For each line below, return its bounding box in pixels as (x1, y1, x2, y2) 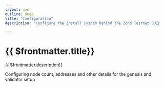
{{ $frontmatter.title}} (5, 46, 95, 57)
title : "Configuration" (5, 16, 54, 21)
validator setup (5, 76, 35, 83)
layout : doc (5, 7, 29, 12)
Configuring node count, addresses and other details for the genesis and (5, 71, 152, 77)
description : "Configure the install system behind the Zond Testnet (5, 20, 150, 26)
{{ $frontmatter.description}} (5, 62, 63, 68)
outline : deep (5, 12, 34, 17)
